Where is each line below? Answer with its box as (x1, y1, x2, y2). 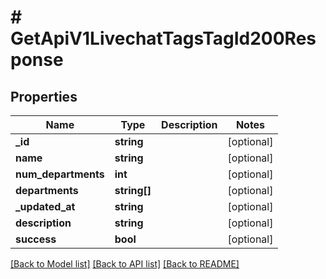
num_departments (15, 167, 105, 181)
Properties (10, 88, 78, 105)
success (15, 232, 57, 246)
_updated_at (15, 200, 76, 213)
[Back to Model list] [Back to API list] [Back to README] (10, 258, 240, 270)
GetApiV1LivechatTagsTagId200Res (10, 27, 317, 50)
